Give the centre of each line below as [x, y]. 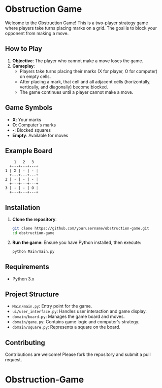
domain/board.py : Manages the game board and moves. [68, 316]
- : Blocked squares [32, 130]
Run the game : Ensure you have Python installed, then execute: [77, 242]
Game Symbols [29, 108]
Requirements [27, 267]
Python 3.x [23, 279]
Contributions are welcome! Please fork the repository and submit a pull [78, 354]
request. [14, 360]
